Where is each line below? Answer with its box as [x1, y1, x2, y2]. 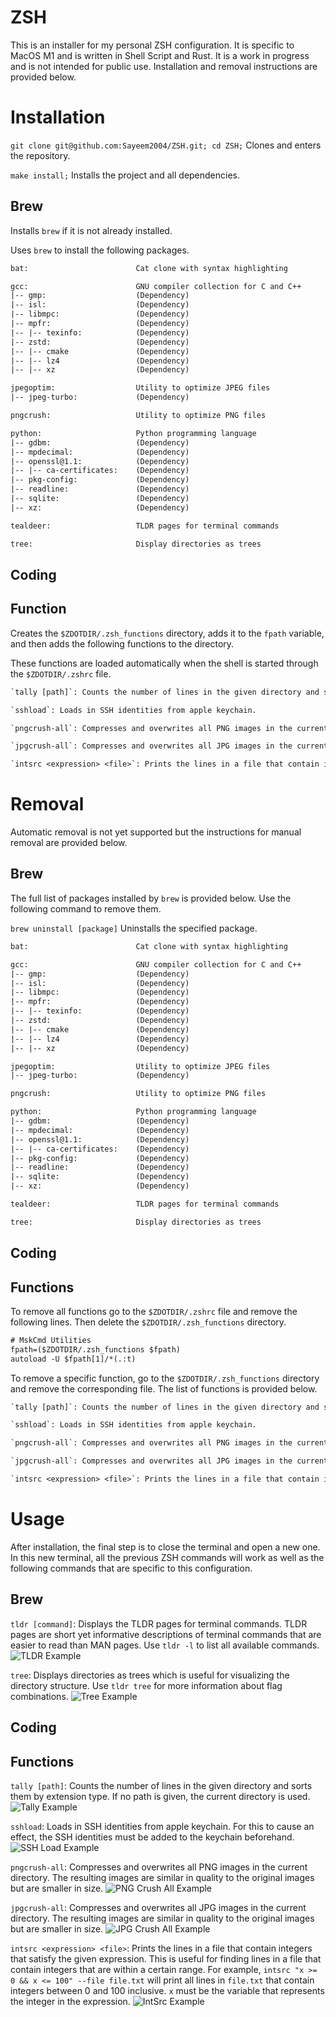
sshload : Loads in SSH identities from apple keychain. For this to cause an [10, 1820, 315, 1832]
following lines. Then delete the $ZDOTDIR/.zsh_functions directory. [10, 1316, 287, 1328]
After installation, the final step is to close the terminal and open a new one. [10, 1541, 321, 1553]
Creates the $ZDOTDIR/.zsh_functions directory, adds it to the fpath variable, [10, 627, 325, 639]
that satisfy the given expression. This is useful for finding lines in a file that [10, 1952, 322, 1965]
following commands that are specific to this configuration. [10, 1562, 253, 1574]
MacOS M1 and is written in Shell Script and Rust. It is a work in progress [10, 49, 310, 61]
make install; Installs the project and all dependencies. [10, 169, 241, 181]
